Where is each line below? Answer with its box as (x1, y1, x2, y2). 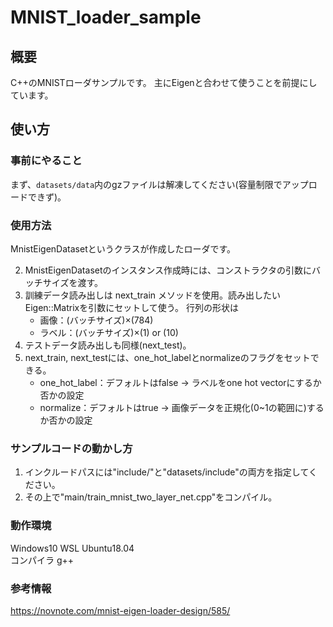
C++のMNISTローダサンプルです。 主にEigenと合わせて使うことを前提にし (10, 77, 318, 88)
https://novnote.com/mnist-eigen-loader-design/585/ (10, 604, 231, 616)
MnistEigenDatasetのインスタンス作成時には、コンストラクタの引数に (24, 264, 313, 276)
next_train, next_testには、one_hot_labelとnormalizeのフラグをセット (24, 351, 311, 363)
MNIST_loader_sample (10, 6, 202, 29)
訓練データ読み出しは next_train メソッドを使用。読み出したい (24, 289, 282, 301)
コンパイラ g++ (10, 554, 75, 566)
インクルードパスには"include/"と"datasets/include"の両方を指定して (24, 466, 309, 478)
